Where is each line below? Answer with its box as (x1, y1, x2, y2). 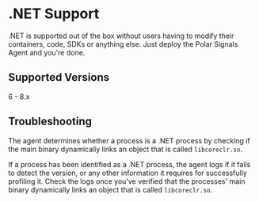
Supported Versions (8, 71, 109, 84)
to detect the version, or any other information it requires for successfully (8, 168, 248, 177)
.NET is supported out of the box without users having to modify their (8, 31, 234, 40)
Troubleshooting (8, 115, 93, 128)
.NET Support (8, 5, 100, 23)
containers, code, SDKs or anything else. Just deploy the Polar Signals (8, 39, 238, 48)
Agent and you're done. (8, 48, 86, 57)
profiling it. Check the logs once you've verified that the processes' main (8, 176, 246, 186)
